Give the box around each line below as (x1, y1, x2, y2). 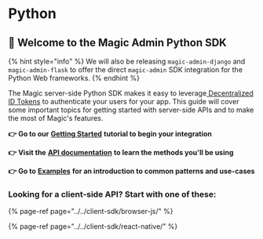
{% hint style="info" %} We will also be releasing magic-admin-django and (8, 56, 246, 66)
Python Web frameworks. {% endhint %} (8, 74, 140, 82)
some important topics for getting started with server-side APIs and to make (8, 105, 254, 114)
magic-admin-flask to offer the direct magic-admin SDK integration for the (8, 65, 243, 74)
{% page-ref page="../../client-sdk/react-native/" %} (8, 222, 178, 231)
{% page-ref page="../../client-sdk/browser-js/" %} (8, 207, 174, 216)
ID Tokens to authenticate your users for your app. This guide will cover (8, 97, 239, 106)
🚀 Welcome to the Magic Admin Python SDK (8, 36, 227, 49)
